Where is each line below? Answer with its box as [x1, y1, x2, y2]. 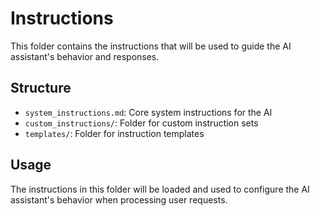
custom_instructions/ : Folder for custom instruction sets [24, 117, 259, 129]
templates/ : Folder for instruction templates [24, 127, 205, 139]
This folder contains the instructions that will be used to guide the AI [10, 40, 292, 52]
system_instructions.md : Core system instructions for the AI [24, 106, 273, 118]
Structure [10, 80, 72, 97]
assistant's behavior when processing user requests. [10, 193, 228, 206]
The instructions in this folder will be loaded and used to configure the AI [10, 183, 310, 195]
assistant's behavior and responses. [10, 50, 160, 62]
